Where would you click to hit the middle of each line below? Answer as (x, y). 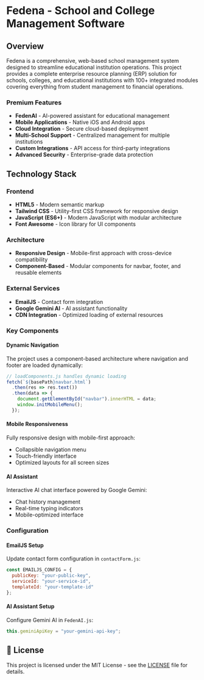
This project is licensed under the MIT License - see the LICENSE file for (97, 665)
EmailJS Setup (25, 545)
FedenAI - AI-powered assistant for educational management (92, 116)
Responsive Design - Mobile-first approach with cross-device (93, 253)
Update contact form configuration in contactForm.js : (74, 559)
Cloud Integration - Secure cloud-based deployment (82, 129)
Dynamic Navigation (33, 345)
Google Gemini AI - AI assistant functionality (71, 308)
